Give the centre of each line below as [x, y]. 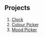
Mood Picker [24, 30]
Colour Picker [25, 25]
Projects [17, 8]
